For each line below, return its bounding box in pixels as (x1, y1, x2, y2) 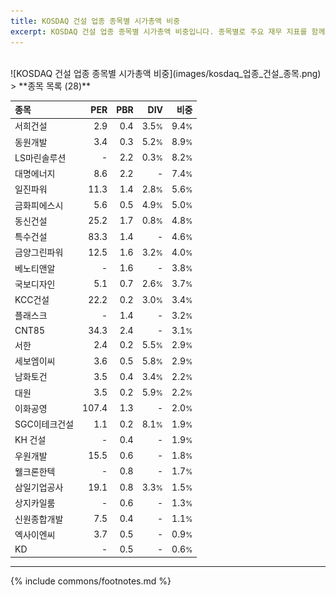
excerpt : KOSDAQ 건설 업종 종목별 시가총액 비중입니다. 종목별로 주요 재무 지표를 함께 (10, 26, 326, 37)
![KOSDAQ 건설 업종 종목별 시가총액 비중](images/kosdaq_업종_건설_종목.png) (10, 67, 322, 79)
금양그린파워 (14, 246, 64, 259)
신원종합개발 (14, 513, 64, 525)
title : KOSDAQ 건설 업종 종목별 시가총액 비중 (10, 16, 181, 26)
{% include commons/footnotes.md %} (10, 575, 172, 587)
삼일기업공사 (14, 481, 64, 493)
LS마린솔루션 (14, 151, 67, 164)
